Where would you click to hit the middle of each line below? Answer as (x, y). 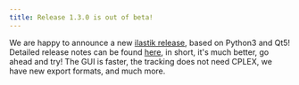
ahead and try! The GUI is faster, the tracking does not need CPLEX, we (141, 61)
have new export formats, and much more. (87, 71)
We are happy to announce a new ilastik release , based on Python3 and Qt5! (150, 42)
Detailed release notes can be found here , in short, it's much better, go (139, 52)
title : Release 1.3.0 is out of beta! (81, 17)
